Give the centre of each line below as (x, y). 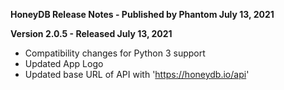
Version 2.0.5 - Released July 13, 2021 (91, 33)
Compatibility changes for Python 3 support (115, 53)
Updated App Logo (64, 63)
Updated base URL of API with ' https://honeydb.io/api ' (137, 74)
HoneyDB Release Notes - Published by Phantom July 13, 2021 (142, 14)
